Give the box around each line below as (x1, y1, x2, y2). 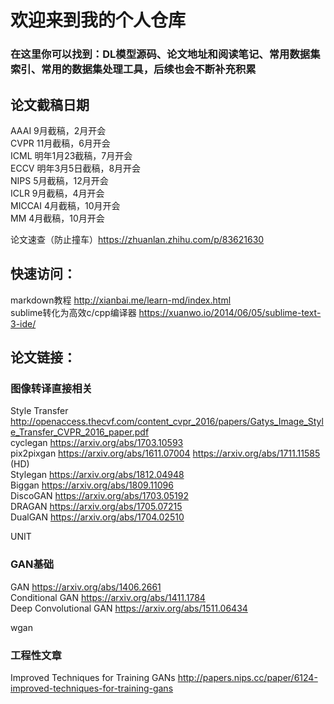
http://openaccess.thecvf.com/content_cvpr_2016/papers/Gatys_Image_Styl (10, 416, 324, 428)
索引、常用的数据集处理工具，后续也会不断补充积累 (10, 62, 257, 76)
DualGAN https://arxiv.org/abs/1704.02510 (10, 511, 185, 523)
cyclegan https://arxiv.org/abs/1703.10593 (10, 437, 184, 449)
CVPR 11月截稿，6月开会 (10, 137, 111, 149)
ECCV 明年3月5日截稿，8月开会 (10, 162, 142, 174)
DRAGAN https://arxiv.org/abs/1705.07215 (10, 501, 183, 513)
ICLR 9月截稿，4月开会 (10, 187, 105, 199)
